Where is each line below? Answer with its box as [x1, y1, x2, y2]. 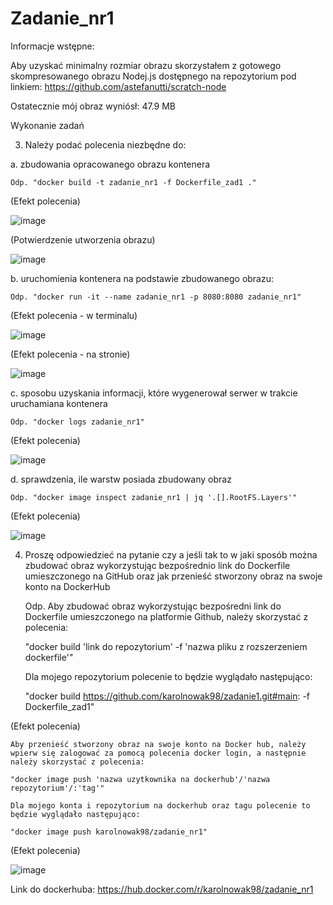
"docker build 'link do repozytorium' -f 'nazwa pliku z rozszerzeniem [24, 640, 308, 652]
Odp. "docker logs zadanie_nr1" [10, 417, 145, 427]
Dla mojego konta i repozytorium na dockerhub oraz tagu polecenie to [10, 800, 311, 811]
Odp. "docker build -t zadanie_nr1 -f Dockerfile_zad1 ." [10, 177, 257, 187]
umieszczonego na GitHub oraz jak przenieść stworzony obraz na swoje [24, 570, 323, 582]
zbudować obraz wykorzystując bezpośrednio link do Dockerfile [24, 559, 291, 571]
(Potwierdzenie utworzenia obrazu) [10, 233, 156, 246]
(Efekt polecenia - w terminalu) [10, 309, 138, 321]
